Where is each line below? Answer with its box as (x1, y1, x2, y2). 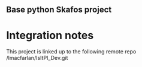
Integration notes (6, 28, 94, 42)
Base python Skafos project (6, 5, 112, 15)
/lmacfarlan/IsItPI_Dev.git (6, 55, 68, 62)
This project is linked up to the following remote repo (6, 48, 137, 55)
